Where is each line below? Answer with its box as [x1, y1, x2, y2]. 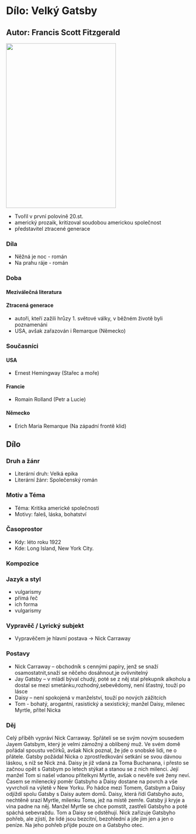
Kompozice [6, 559, 39, 568]
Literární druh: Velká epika [14, 470, 78, 477]
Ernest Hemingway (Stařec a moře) [14, 370, 99, 377]
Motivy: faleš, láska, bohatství [14, 511, 87, 518]
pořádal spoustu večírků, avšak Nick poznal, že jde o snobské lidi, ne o [6, 747, 177, 754]
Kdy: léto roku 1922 [14, 538, 61, 545]
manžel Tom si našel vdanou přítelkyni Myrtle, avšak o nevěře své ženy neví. [6, 771, 191, 778]
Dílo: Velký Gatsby [6, 4, 98, 18]
